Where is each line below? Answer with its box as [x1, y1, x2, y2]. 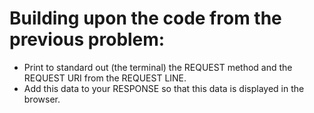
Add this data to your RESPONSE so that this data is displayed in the [23, 82, 305, 94]
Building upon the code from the [9, 7, 282, 30]
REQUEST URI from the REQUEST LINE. [23, 72, 187, 84]
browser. [23, 93, 61, 105]
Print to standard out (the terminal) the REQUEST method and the [23, 61, 293, 73]
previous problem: [9, 28, 166, 51]
